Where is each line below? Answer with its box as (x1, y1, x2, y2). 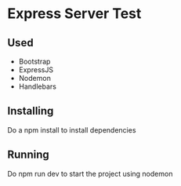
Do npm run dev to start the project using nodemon (7, 169, 173, 178)
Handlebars (18, 82, 56, 91)
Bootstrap (18, 57, 51, 66)
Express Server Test (7, 5, 142, 23)
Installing (7, 104, 54, 118)
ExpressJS (18, 65, 54, 75)
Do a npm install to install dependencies (7, 125, 136, 134)
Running (7, 148, 50, 162)
